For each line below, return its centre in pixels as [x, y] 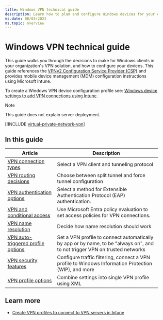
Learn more [23, 301]
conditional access [29, 215]
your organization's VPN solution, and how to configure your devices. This [79, 66]
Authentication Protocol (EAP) [91, 195]
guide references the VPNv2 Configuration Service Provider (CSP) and [76, 71]
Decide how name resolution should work [104, 226]
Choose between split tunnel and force [101, 175]
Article [30, 153]
